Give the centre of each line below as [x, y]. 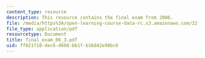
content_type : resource [37, 12]
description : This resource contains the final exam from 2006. [90, 18]
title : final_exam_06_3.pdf [42, 40]
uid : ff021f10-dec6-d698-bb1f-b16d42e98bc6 [63, 46]
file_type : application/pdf [42, 29]
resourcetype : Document [37, 34]
